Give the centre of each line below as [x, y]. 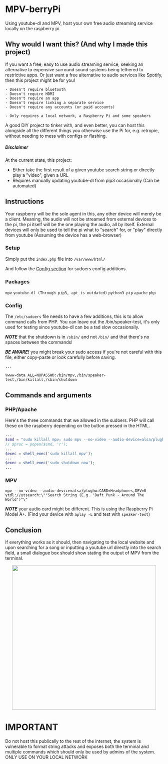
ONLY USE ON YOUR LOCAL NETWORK [46, 757]
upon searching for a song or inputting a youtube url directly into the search [83, 548]
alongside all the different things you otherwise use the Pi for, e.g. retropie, [82, 130]
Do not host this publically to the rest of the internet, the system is [73, 741]
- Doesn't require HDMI [30, 94]
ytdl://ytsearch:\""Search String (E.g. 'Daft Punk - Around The [74, 495]
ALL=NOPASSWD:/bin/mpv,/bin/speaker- [67, 375]
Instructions [24, 202]
